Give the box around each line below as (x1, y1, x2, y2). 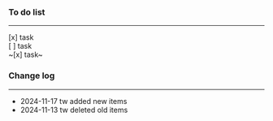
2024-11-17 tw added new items (19, 96, 128, 106)
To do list (8, 6, 45, 18)
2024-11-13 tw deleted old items (19, 105, 128, 115)
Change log (8, 70, 55, 81)
